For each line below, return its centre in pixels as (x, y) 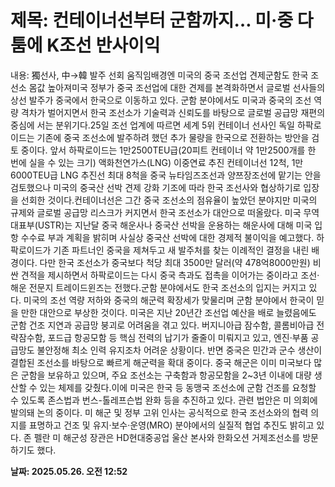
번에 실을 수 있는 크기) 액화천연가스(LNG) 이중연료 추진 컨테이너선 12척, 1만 (157, 162)
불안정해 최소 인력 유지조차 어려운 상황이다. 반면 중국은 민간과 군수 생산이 (179, 350)
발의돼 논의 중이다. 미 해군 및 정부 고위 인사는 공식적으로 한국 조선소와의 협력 (159, 412)
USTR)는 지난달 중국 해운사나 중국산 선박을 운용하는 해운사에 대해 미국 (175, 225)
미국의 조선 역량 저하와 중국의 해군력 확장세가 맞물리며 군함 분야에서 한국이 (169, 300)
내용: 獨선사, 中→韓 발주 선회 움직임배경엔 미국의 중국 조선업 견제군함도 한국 (159, 75)
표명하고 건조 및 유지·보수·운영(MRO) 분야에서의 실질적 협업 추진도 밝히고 (171, 425)
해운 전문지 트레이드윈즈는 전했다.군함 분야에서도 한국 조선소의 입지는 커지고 (158, 287)
